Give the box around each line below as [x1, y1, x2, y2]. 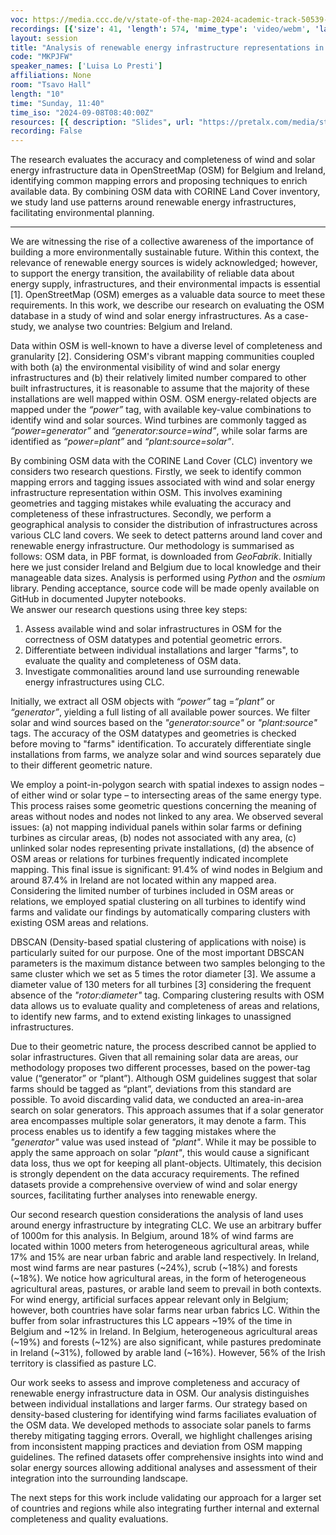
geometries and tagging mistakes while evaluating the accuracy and [10, 497, 292, 510]
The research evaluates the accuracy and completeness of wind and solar [10, 154, 316, 166]
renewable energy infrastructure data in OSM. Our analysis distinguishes [10, 1387, 310, 1400]
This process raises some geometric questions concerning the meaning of [10, 800, 317, 812]
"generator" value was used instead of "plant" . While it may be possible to [10, 1136, 317, 1148]
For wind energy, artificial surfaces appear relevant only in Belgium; [10, 1294, 289, 1306]
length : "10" [10, 89, 65, 99]
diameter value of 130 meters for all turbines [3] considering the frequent [10, 979, 312, 991]
